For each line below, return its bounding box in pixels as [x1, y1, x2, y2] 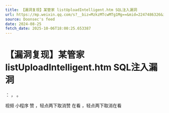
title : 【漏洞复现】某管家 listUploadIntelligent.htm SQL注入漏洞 [5, 7, 137, 13]
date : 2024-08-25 [5, 21, 42, 27]
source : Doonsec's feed [5, 17, 55, 22]
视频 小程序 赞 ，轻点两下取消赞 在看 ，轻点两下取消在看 [5, 102, 122, 108]
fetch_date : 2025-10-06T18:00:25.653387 [5, 26, 92, 31]
